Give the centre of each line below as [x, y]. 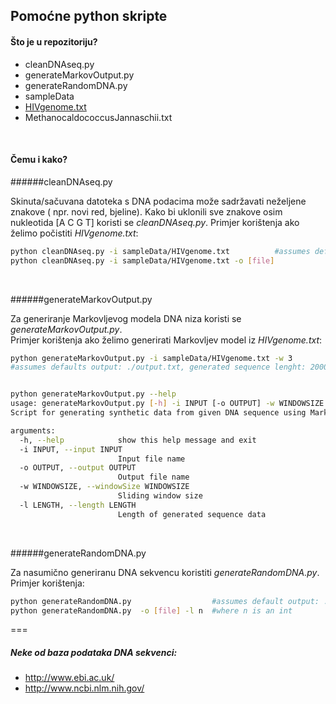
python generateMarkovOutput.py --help [93, 394]
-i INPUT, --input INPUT [71, 449]
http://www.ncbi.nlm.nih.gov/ [84, 688]
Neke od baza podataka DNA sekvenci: [94, 653]
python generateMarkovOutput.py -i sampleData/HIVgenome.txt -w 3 [151, 358]
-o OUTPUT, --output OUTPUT [78, 468]
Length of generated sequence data [192, 514]
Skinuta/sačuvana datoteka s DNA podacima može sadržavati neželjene [158, 201]
